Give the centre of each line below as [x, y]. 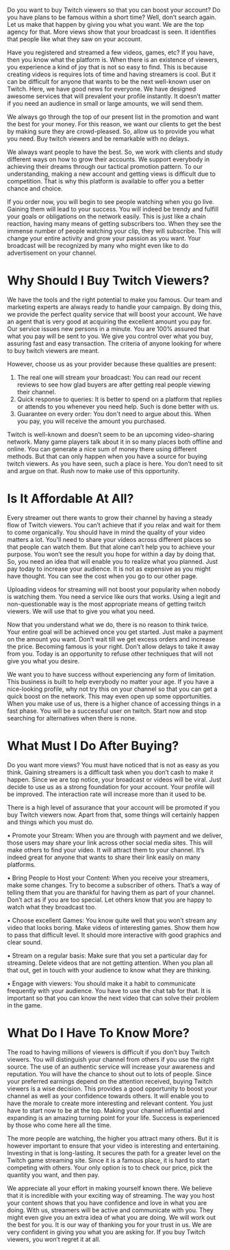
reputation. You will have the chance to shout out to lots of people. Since [110, 1073]
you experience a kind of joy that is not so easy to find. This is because [107, 67]
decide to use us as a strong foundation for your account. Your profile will [111, 786]
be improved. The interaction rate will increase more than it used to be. [107, 794]
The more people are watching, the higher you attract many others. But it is [113, 1138]
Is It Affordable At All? [71, 499]
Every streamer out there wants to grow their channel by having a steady [110, 517]
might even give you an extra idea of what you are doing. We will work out [112, 1217]
